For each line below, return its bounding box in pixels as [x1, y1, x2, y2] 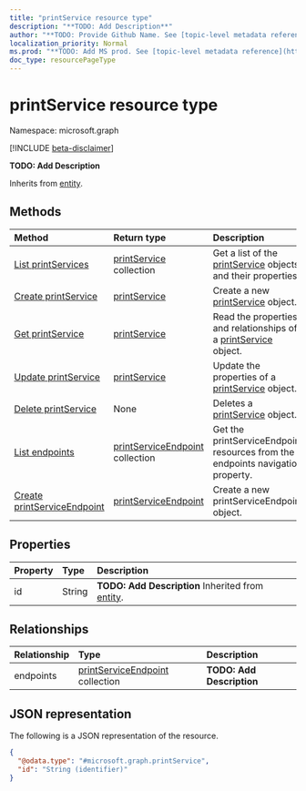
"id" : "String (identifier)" [17, 765, 128, 774]
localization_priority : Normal [9, 38, 128, 48]
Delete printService [14, 402, 97, 415]
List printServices [14, 258, 89, 270]
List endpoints [14, 445, 75, 458]
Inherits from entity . [9, 177, 84, 188]
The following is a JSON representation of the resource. [9, 730, 219, 742]
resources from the [212, 445, 295, 458]
